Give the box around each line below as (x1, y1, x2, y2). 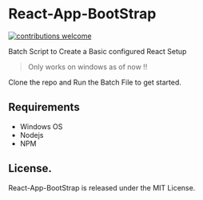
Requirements (8, 100, 80, 114)
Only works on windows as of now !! (27, 61, 148, 72)
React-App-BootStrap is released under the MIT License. (8, 182, 196, 192)
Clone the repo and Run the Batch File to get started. (8, 77, 182, 87)
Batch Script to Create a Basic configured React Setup (8, 46, 187, 56)
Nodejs (19, 130, 44, 139)
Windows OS (19, 121, 63, 131)
